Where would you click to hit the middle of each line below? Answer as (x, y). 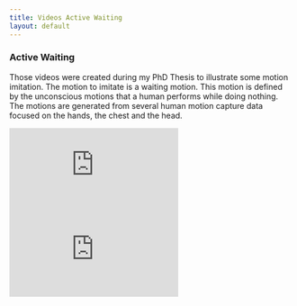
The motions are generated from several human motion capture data (136, 105)
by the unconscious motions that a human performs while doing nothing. (144, 96)
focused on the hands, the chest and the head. (96, 115)
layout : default (40, 26)
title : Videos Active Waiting (66, 18)
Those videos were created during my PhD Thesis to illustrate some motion (149, 76)
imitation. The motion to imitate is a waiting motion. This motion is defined (146, 86)
